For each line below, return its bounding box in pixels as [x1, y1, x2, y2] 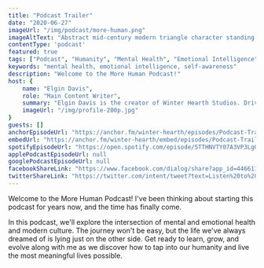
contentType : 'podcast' [8, 41, 86, 49]
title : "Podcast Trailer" [8, 11, 93, 20]
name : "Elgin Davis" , [22, 84, 93, 93]
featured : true [8, 48, 58, 56]
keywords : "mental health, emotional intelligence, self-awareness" [8, 63, 237, 71]
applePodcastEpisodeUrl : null [8, 150, 108, 158]
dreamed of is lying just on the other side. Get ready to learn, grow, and [8, 233, 240, 244]
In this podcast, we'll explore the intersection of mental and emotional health [8, 217, 255, 226]
